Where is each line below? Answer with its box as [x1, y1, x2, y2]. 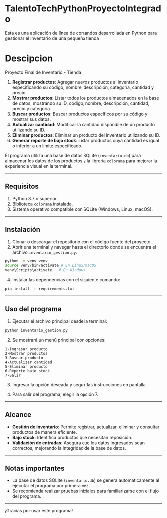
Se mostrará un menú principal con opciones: [12, 337, 106, 343]
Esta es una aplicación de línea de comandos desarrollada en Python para [5, 30, 157, 36]
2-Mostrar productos [5, 351, 48, 356]
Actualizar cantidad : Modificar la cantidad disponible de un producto [12, 121, 155, 127]
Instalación [5, 225, 41, 234]
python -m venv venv [5, 259, 48, 263]
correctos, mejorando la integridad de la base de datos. [12, 445, 126, 451]
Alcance [5, 410, 32, 419]
